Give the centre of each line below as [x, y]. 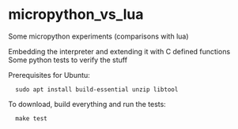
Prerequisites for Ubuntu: [49, 75]
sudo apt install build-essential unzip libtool [97, 89]
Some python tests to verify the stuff [68, 60]
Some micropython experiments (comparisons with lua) [98, 36]
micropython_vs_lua [76, 15]
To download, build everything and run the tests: [87, 104]
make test [31, 118]
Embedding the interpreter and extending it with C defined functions [119, 51]
